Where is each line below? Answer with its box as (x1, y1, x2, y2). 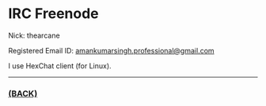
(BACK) (8, 88, 38, 99)
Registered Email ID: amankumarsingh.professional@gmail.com (8, 46, 215, 55)
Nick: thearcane (8, 31, 61, 40)
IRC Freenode (8, 5, 99, 23)
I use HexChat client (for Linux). (8, 60, 112, 71)
